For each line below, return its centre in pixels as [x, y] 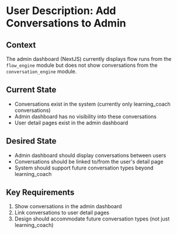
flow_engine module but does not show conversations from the [82, 65]
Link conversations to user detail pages [62, 213]
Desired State [31, 141]
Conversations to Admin [66, 23]
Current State [31, 90]
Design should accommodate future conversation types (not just [92, 219]
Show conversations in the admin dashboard [68, 206]
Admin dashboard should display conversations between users [90, 155]
